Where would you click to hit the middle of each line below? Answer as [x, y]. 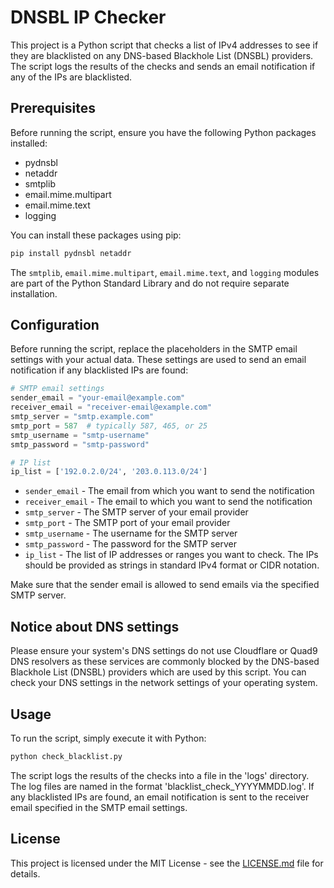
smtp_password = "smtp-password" [80, 444]
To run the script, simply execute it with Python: [108, 738]
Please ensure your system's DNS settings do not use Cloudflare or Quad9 [164, 651]
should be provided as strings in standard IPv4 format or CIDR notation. [172, 565]
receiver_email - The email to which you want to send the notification [168, 502]
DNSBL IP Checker [88, 17]
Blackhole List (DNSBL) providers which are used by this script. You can [158, 672]
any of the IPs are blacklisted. [71, 77]
